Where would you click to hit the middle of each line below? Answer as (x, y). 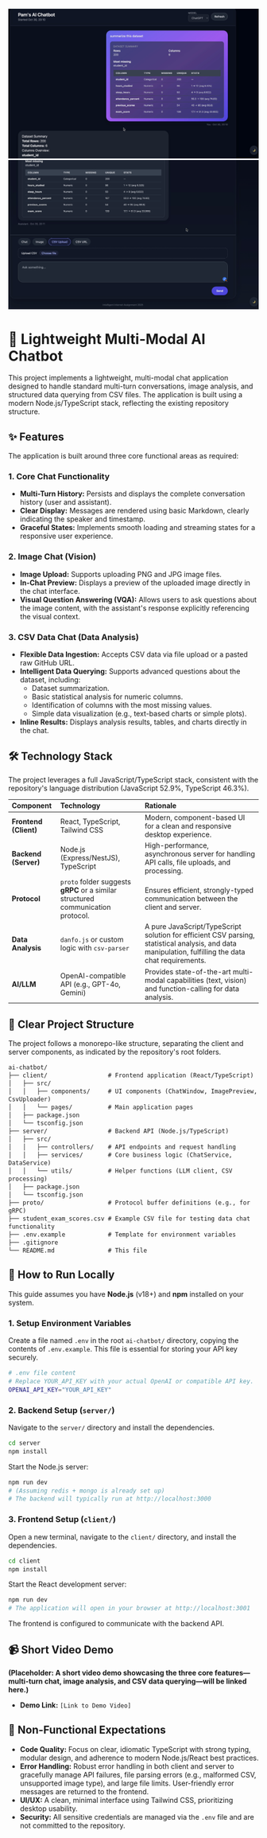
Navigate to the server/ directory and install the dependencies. (112, 1427)
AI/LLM (24, 985)
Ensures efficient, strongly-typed (199, 890)
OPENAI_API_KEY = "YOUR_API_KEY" (60, 1390)
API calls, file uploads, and (188, 862)
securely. (23, 1357)
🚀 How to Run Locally (62, 1275)
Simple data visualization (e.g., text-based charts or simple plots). (139, 714)
